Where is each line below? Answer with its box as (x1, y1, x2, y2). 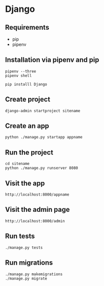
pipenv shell (5, 73, 32, 78)
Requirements (5, 23, 49, 32)
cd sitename (5, 162, 30, 166)
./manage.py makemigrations (5, 272, 63, 277)
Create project (5, 95, 50, 104)
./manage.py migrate (5, 276, 48, 281)
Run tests (5, 232, 35, 241)
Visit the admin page (5, 205, 70, 214)
